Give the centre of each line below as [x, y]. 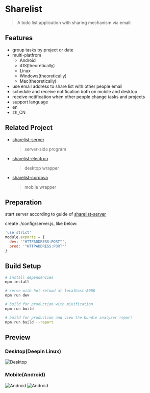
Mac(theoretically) [38, 81]
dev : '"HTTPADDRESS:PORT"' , [38, 242]
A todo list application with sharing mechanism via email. [74, 23]
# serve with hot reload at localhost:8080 [50, 291]
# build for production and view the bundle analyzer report [69, 318]
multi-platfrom [27, 55]
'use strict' [18, 233]
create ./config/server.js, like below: [41, 223]
